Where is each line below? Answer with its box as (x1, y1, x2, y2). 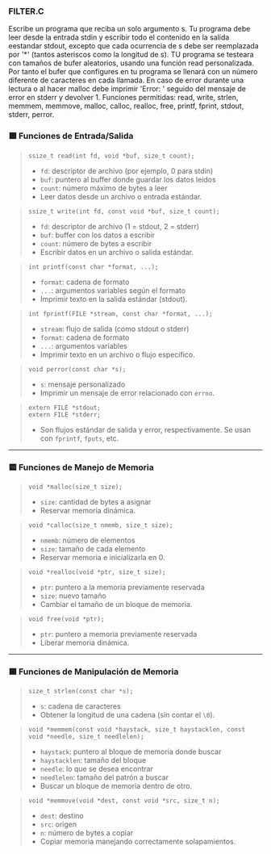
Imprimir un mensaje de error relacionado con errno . (40, 387, 215, 397)
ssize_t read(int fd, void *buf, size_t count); (27, 152, 195, 160)
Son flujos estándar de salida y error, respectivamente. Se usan (40, 425, 252, 434)
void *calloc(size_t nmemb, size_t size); (27, 521, 173, 530)
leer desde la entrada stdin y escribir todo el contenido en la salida (8, 32, 230, 42)
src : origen (40, 819, 77, 829)
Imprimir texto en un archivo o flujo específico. (40, 350, 195, 359)
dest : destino (40, 811, 84, 821)
